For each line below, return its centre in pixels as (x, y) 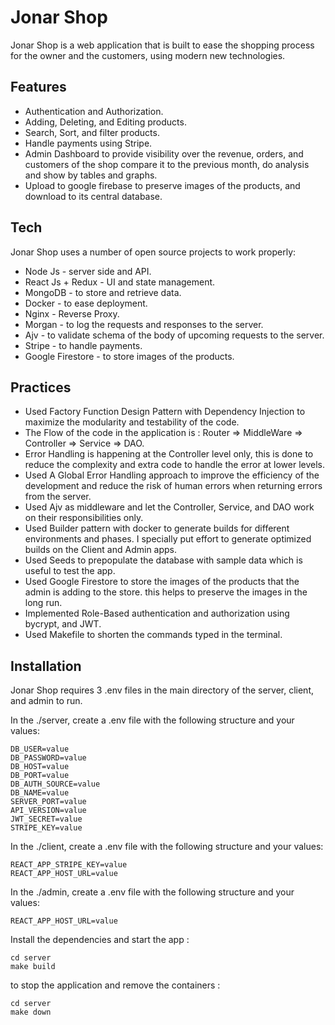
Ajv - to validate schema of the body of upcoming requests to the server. (174, 335)
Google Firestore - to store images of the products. (129, 356)
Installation (46, 666)
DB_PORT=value (40, 776)
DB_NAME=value (40, 793)
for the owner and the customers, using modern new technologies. (148, 55)
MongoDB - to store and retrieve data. (103, 292)
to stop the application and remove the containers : (115, 985)
